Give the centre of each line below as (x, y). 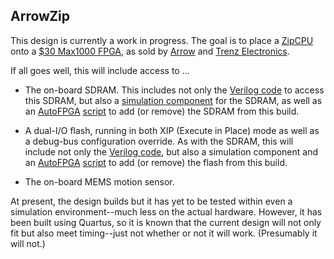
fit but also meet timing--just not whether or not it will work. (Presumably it (164, 233)
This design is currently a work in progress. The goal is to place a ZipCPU (162, 40)
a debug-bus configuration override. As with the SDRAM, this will (159, 141)
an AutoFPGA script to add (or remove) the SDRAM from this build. (162, 111)
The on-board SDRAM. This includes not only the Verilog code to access (174, 90)
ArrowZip (40, 16)
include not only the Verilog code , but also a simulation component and (171, 151)
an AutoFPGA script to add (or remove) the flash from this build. (156, 162)
